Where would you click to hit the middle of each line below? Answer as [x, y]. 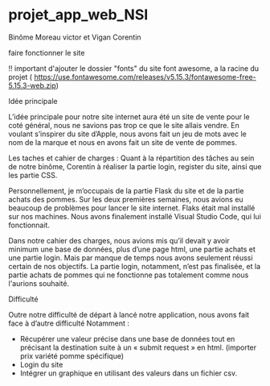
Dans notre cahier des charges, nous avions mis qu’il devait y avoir [119, 240]
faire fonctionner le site [47, 52]
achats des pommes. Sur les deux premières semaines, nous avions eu [126, 199]
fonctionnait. [29, 225]
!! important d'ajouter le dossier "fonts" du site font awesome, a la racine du [134, 68]
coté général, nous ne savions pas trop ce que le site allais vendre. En [124, 125]
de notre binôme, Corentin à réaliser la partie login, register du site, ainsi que [135, 166]
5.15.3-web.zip [32, 85]
